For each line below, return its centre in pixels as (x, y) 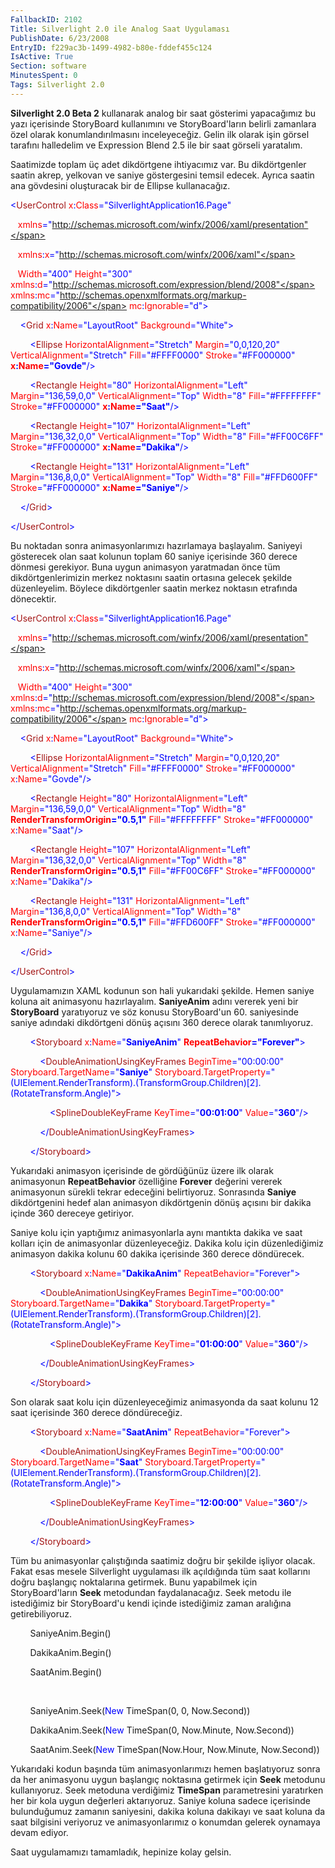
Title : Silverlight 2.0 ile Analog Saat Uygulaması (120, 29)
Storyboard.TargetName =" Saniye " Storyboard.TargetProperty (138, 1072)
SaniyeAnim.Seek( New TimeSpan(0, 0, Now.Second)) (140, 1710)
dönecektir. (33, 598)
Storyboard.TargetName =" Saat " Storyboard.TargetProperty (133, 1462)
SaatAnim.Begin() (66, 1672)
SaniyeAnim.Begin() (70, 1633)
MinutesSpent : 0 (44, 76)
